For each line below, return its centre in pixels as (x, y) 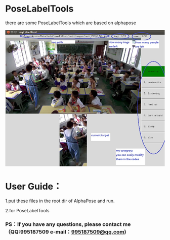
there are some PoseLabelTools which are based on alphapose (71, 23)
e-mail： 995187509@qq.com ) (88, 232)
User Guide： (34, 186)
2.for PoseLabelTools (27, 210)
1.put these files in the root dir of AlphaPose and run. (60, 201)
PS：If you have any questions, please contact (63, 224)
